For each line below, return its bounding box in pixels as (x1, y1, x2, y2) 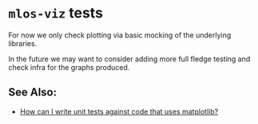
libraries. (8, 38, 38, 48)
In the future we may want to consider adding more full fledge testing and (8, 54, 251, 64)
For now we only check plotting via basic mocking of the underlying (8, 30, 232, 40)
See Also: (8, 86, 58, 99)
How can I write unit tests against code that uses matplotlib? (19, 107, 219, 116)
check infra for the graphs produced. (8, 62, 130, 72)
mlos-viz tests (8, 4, 104, 22)
